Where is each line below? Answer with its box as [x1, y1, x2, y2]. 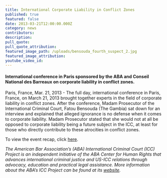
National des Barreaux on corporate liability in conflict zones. [5, 79, 135, 85]
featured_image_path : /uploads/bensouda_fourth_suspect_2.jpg [5, 49, 137, 54]
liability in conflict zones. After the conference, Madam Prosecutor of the [5, 100, 155, 106]
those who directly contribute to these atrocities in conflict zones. [5, 127, 140, 133]
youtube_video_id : [5, 58, 43, 63]
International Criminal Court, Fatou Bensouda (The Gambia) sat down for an [5, 105, 161, 112]
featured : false [5, 16, 39, 21]
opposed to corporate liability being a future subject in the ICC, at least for [5, 121, 158, 127]
